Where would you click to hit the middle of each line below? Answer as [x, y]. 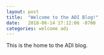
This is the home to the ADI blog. [47, 45]
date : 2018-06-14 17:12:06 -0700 [51, 23]
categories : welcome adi [37, 28]
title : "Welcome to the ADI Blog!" [52, 17]
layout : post [23, 12]
